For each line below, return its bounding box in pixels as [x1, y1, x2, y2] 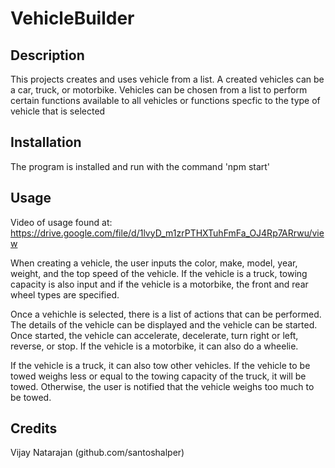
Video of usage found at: [10, 216, 113, 228]
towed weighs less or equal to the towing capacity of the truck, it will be [10, 370, 307, 382]
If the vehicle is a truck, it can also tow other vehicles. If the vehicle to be [10, 359, 311, 371]
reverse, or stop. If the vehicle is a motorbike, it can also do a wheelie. [10, 340, 299, 352]
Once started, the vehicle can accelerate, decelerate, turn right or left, [10, 329, 299, 341]
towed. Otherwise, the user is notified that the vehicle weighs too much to [10, 380, 315, 392]
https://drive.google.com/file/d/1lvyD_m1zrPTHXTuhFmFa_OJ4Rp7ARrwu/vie [10, 227, 325, 239]
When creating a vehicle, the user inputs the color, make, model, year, [10, 257, 298, 269]
